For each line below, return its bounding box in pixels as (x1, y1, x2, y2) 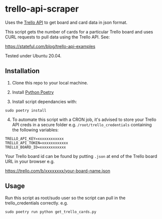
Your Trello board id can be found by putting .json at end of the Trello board (5, 153, 158, 159)
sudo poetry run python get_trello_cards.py (5, 209, 97, 214)
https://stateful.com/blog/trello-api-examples (5, 43, 96, 49)
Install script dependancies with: (12, 99, 77, 104)
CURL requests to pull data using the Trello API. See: (5, 34, 110, 40)
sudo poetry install (5, 108, 47, 113)
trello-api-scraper (5, 3, 79, 15)
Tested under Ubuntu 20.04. (5, 52, 62, 59)
